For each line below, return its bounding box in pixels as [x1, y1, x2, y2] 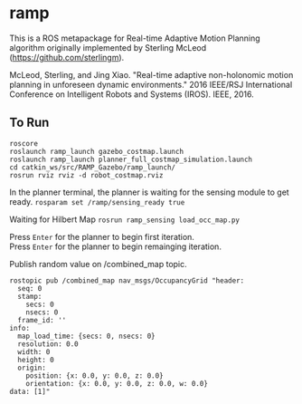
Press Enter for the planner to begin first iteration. [9, 231, 194, 242]
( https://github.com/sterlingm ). [9, 52, 125, 63]
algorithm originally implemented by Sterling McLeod [9, 42, 207, 53]
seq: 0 [17, 284, 42, 293]
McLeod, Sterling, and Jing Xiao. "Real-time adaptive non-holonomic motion [9, 69, 294, 80]
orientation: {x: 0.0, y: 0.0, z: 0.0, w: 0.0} [25, 379, 208, 388]
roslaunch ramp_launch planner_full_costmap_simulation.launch [9, 155, 253, 164]
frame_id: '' [17, 315, 67, 324]
